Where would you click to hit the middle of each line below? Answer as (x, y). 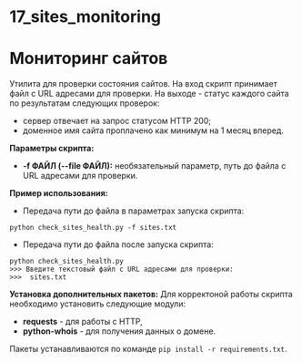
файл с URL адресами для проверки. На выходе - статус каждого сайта (149, 94)
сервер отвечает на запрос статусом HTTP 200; (117, 121)
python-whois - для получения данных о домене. (119, 331)
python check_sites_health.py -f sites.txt (93, 228)
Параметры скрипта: (52, 149)
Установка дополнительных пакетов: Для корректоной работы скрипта (151, 295)
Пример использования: (59, 193)
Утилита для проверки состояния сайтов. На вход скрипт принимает (143, 84)
